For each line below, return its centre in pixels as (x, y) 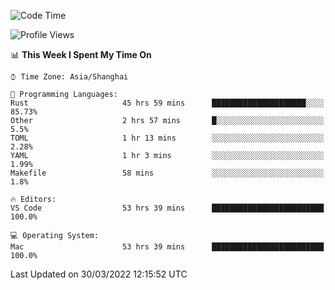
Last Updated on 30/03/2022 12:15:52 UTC (99, 274)
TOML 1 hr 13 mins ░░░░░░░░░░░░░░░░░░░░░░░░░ (167, 138)
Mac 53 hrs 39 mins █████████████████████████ (167, 247)
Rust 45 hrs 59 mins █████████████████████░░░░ (167, 103)
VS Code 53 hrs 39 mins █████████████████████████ (167, 208)
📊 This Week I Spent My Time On (81, 54)
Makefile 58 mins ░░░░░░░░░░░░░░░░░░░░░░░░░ (167, 173)
